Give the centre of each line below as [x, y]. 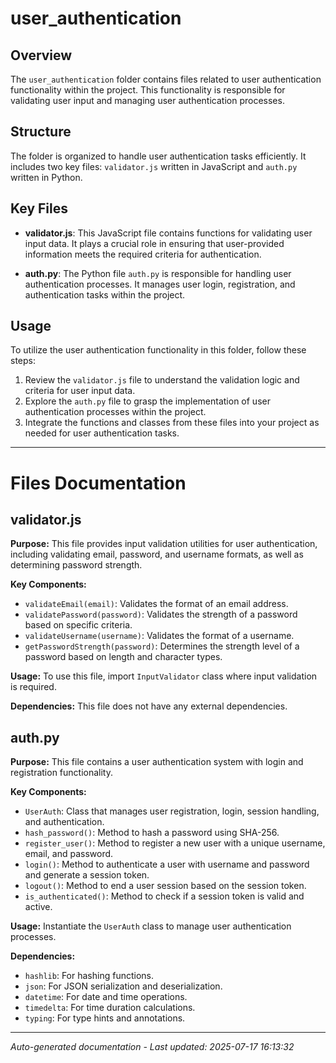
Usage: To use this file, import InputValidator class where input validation [164, 676]
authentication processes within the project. [115, 412]
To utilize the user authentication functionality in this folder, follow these [158, 350]
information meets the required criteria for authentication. [143, 254]
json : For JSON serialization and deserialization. [123, 986]
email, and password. [69, 854]
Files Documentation [98, 483]
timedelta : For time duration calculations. [110, 1008]
